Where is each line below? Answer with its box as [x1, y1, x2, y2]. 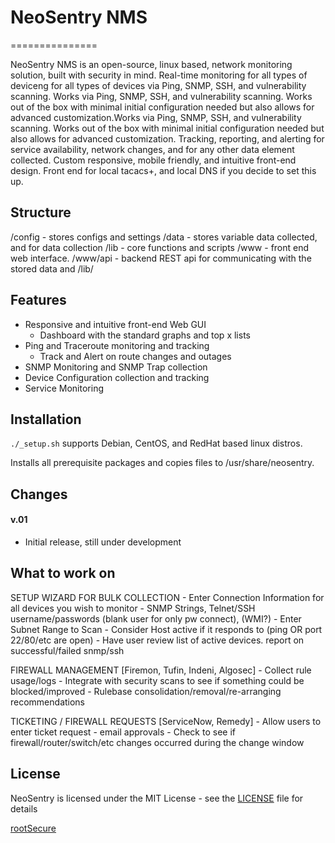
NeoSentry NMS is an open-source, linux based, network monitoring [10, 58, 293, 70]
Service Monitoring [24, 382, 104, 394]
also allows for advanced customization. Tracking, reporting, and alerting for [10, 132, 325, 145]
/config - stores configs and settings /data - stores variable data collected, [10, 231, 318, 243]
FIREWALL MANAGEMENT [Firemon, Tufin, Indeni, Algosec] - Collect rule [10, 664, 312, 676]
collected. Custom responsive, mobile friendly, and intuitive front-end [10, 154, 297, 166]
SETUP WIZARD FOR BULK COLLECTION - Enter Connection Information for [10, 591, 325, 603]
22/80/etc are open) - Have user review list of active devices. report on [10, 634, 305, 646]
